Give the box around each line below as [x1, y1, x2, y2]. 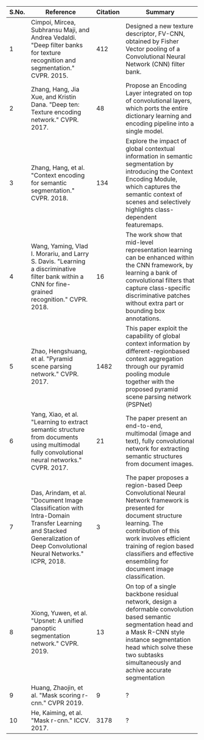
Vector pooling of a [125, 45, 180, 53]
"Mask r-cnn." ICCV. [31, 716, 90, 724]
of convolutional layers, [125, 97, 192, 105]
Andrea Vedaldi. [31, 33, 77, 41]
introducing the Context [125, 167, 193, 175]
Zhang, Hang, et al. [31, 164, 85, 172]
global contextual [125, 144, 175, 153]
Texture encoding [31, 108, 81, 116]
